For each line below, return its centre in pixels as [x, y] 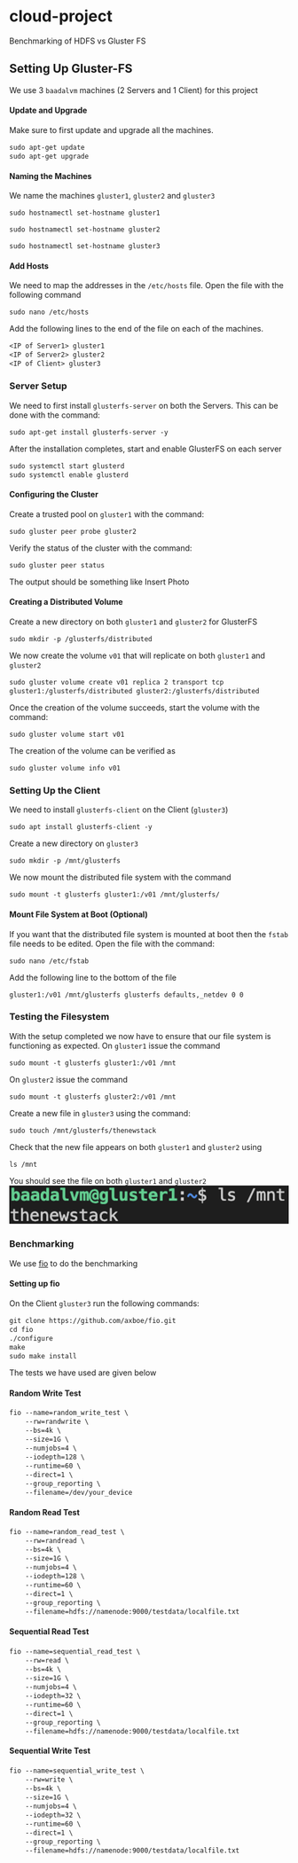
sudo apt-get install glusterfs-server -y [89, 432]
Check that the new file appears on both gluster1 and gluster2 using [136, 1147]
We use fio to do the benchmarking [74, 1263]
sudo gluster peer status [57, 565]
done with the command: [55, 415]
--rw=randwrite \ [57, 1422]
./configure [31, 1338]
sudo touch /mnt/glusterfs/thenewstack [83, 1131]
